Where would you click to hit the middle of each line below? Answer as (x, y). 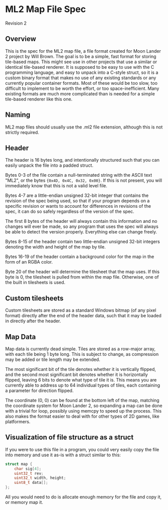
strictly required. (22, 132)
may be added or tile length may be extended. (53, 359)
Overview (21, 39)
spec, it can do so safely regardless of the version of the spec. (70, 211)
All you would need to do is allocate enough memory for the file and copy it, (83, 497)
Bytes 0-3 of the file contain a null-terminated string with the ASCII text (79, 175)
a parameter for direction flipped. (39, 391)
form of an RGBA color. (29, 262)
